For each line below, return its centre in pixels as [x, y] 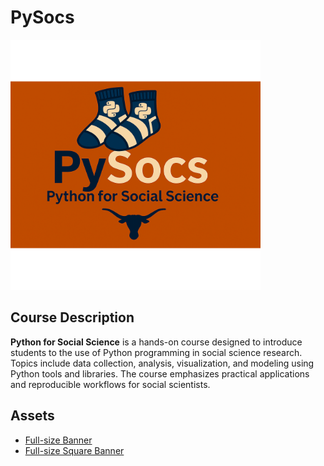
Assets [32, 416]
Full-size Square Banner [74, 450]
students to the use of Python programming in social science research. [156, 352]
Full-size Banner [58, 440]
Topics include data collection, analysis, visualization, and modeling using [162, 363]
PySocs [42, 17]
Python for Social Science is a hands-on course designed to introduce [156, 342]
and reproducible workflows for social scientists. [110, 384]
